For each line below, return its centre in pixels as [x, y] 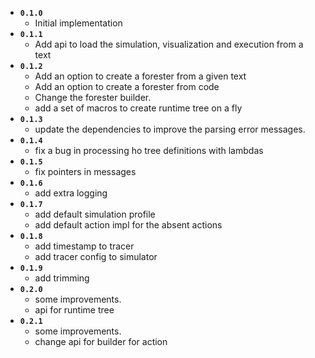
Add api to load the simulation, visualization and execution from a [169, 44]
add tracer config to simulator [96, 256]
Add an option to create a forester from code [127, 86]
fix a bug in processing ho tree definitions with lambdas [149, 150]
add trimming [62, 278]
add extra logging [71, 193]
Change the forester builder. [93, 97]
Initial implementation [78, 23]
